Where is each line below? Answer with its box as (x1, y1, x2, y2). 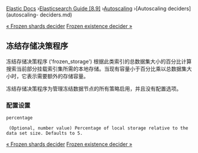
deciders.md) (39, 11, 72, 18)
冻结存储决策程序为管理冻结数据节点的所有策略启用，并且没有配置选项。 (6, 85, 181, 92)
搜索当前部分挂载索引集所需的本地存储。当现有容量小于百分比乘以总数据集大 (6, 65, 192, 72)
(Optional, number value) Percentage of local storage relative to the (8, 125, 189, 131)
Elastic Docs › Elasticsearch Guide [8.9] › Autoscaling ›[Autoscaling (6, 5, 167, 12)
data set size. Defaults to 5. (6, 131, 83, 137)
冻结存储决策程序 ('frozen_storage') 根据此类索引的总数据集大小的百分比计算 (6, 58, 192, 65)
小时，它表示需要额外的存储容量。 (6, 72, 89, 79)
